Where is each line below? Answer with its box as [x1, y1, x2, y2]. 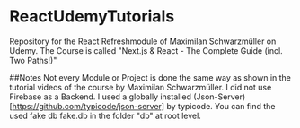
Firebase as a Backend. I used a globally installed [9, 91, 191, 102]
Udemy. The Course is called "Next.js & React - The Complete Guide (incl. [9, 45, 283, 55]
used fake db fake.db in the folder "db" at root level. [9, 110, 202, 121]
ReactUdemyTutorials [9, 6, 175, 27]
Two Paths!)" [9, 55, 57, 65]
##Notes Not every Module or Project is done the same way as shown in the [9, 72, 292, 82]
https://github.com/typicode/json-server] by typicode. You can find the [12, 100, 276, 111]
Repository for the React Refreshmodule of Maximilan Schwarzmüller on [9, 36, 277, 47]
